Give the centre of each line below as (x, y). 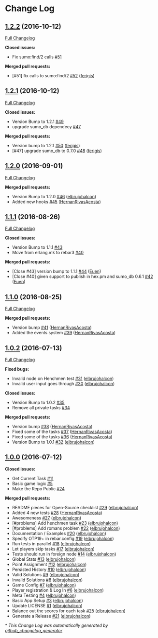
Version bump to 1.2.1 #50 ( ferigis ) (46, 145)
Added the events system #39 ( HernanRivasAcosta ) (64, 333)
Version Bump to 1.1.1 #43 (37, 247)
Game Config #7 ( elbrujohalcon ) (44, 585)
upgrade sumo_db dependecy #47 (46, 126)
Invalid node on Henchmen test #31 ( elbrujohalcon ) (63, 379)
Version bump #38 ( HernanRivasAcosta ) (52, 427)
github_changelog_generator (34, 630)
